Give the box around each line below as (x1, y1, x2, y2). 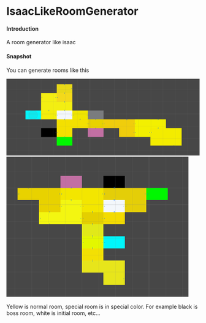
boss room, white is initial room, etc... (6, 309, 101, 317)
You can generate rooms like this (6, 66, 90, 74)
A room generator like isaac (6, 39, 76, 46)
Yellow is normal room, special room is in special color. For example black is (6, 303, 198, 311)
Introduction (6, 25, 39, 32)
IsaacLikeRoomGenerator (6, 4, 139, 18)
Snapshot (6, 52, 32, 60)
